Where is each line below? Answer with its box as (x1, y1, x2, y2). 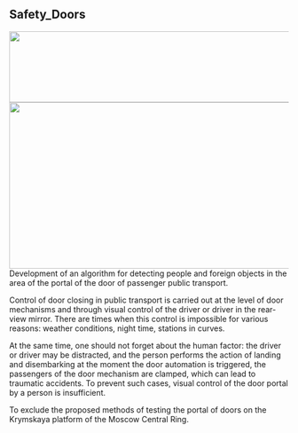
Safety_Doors (9, 7, 86, 22)
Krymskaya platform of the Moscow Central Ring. (9, 413, 189, 424)
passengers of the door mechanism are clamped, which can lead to (9, 368, 256, 379)
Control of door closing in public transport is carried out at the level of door (9, 295, 284, 305)
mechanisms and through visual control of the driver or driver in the (9, 303, 256, 314)
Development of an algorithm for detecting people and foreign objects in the (9, 268, 287, 279)
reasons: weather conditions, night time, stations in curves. (9, 323, 225, 334)
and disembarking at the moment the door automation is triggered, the (9, 358, 266, 369)
